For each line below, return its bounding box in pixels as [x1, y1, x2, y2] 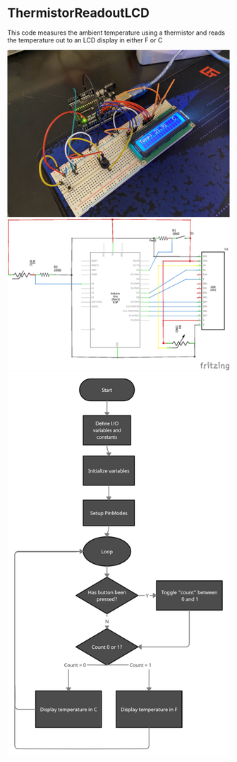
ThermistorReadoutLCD [7, 5, 150, 21]
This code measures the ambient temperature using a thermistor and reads [7, 28, 226, 37]
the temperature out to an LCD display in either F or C [7, 35, 163, 44]
